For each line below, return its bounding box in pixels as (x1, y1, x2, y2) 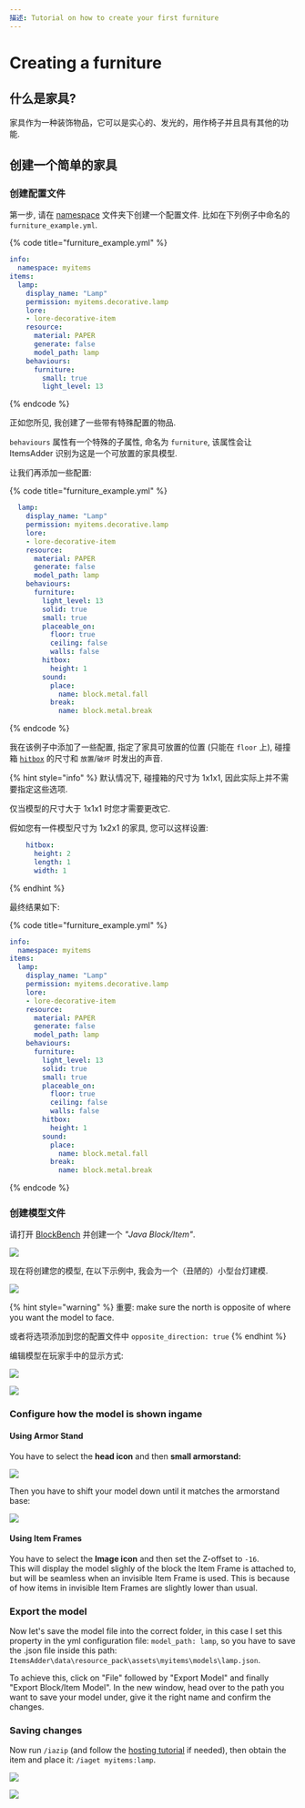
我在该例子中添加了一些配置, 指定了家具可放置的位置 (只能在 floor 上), (9, 741, 273, 752)
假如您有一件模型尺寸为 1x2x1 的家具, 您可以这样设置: (9, 822, 209, 833)
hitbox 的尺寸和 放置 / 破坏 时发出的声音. (19, 753, 164, 764)
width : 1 (33, 866, 67, 875)
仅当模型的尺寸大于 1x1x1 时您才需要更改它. (9, 803, 171, 814)
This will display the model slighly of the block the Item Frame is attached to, (9, 1563, 297, 1574)
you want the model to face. (9, 1313, 115, 1323)
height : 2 (33, 849, 71, 859)
